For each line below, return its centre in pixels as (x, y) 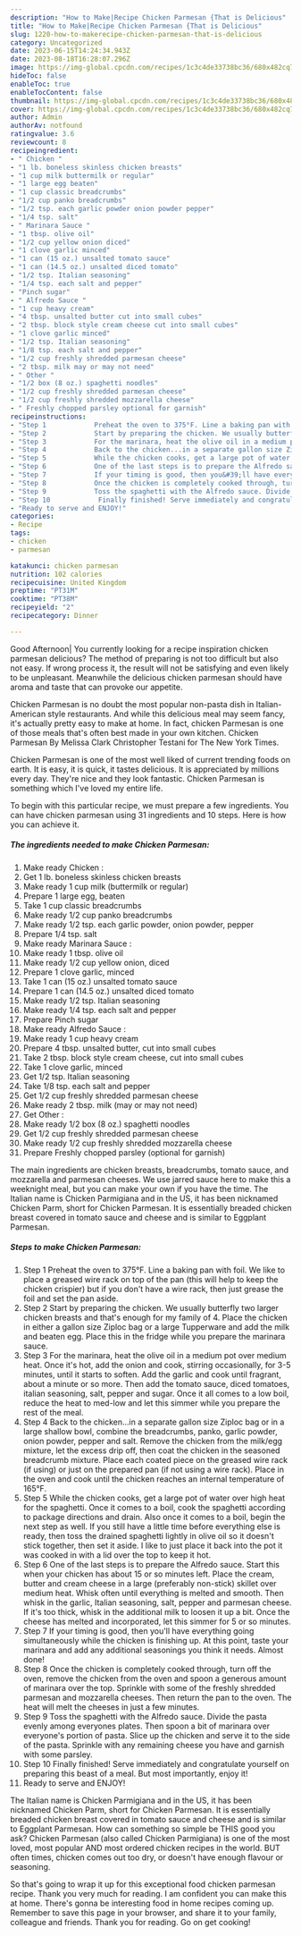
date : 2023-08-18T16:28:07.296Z (70, 59)
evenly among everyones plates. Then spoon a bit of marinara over (146, 1726)
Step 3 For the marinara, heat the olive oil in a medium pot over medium (155, 1355)
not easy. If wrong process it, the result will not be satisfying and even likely (150, 668)
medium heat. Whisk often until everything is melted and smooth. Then (153, 1593)
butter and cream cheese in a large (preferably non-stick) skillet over (150, 1583)
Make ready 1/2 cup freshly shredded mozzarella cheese (128, 1143)
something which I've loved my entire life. (87, 788)
